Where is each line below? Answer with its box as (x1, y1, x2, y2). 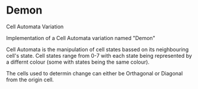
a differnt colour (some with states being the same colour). (6, 58, 150, 65)
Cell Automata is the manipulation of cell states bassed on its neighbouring (6, 45, 189, 53)
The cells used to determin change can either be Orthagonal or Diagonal (6, 70, 183, 77)
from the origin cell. (6, 76, 55, 83)
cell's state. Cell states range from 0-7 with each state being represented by (6, 52, 193, 59)
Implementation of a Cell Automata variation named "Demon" (6, 34, 155, 41)
